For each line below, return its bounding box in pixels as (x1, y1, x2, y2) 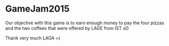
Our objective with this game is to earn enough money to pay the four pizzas (5, 20, 164, 26)
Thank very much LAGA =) (5, 35, 61, 41)
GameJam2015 (5, 3, 70, 15)
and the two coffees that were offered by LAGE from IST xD (5, 25, 129, 31)
